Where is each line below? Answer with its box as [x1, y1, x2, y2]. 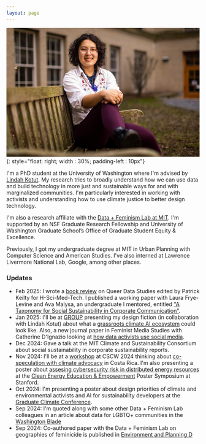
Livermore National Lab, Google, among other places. [6, 258, 142, 266]
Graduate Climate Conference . [15, 398, 93, 405]
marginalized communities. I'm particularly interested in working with [6, 189, 181, 196]
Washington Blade [15, 418, 61, 425]
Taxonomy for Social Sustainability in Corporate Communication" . [15, 307, 181, 314]
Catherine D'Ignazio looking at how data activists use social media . [15, 333, 185, 340]
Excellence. [6, 233, 36, 240]
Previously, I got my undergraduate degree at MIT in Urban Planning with [6, 245, 191, 253]
